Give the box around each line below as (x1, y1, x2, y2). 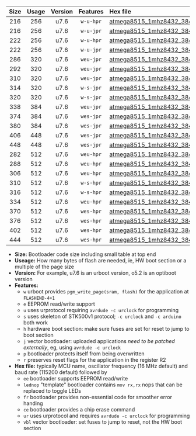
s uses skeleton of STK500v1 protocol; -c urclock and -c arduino (23, 313, 182, 320)
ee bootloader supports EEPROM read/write (23, 375, 128, 382)
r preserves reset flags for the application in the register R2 (23, 357, 166, 363)
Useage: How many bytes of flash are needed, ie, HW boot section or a (14, 257, 187, 264)
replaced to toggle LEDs (23, 387, 82, 394)
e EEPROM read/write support (23, 300, 95, 307)
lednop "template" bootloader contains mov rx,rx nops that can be (23, 381, 183, 388)
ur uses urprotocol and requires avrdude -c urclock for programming (23, 412, 190, 419)
